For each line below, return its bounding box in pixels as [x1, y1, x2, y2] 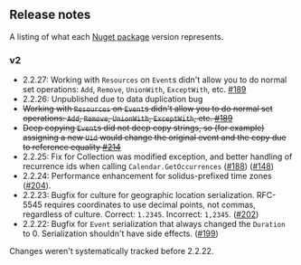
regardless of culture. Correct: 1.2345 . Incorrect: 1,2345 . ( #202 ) [22, 209, 259, 220]
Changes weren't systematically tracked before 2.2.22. [9, 246, 214, 257]
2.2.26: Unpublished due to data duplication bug [22, 94, 203, 105]
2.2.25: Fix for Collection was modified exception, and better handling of [22, 151, 293, 162]
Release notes [9, 7, 91, 23]
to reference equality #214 [22, 142, 121, 153]
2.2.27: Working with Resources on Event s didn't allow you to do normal [22, 74, 287, 85]
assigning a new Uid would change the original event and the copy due [22, 132, 287, 143]
